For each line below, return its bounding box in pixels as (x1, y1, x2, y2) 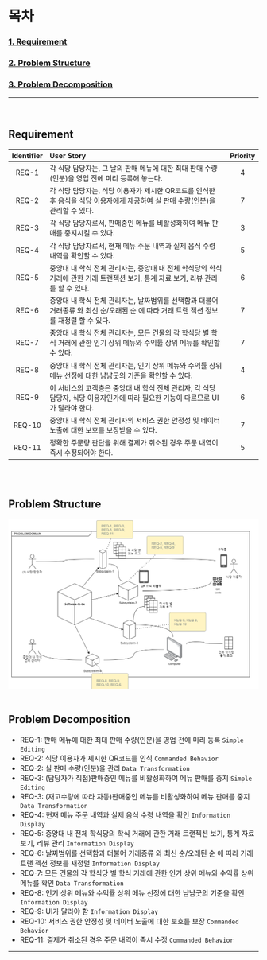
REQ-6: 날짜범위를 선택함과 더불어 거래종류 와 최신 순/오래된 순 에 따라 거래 (19, 848, 253, 857)
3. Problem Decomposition (8, 79, 113, 90)
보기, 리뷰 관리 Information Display (19, 838, 134, 848)
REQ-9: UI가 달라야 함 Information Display (19, 906, 159, 915)
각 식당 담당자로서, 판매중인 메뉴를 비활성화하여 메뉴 (49, 218, 211, 227)
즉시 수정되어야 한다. (49, 448, 114, 457)
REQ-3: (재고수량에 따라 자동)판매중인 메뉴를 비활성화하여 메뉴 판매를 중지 (19, 791, 250, 801)
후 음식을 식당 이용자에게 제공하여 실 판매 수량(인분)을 (49, 196, 216, 205)
